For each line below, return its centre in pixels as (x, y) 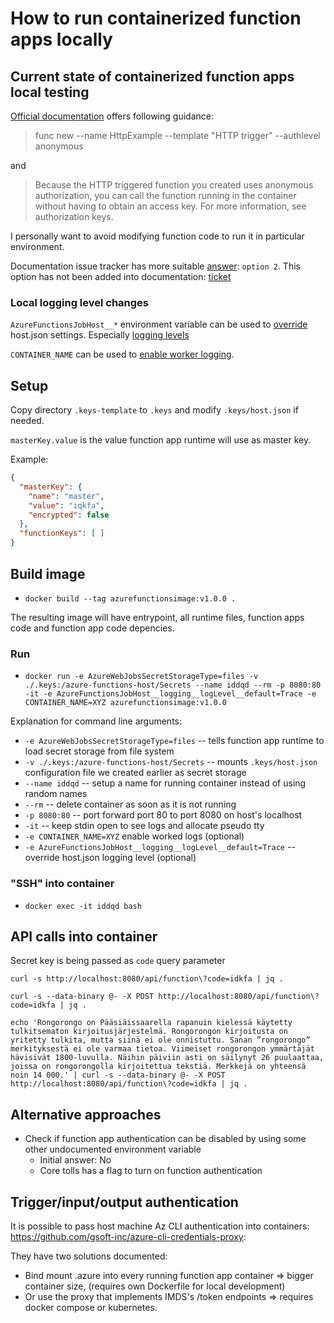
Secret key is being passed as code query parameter (118, 961)
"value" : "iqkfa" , (66, 505)
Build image (48, 573)
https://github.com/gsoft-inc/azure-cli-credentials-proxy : (128, 1236)
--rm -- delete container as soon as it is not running (130, 804)
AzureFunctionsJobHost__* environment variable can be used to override (159, 324)
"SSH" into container (62, 884)
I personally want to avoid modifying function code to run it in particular (157, 236)
